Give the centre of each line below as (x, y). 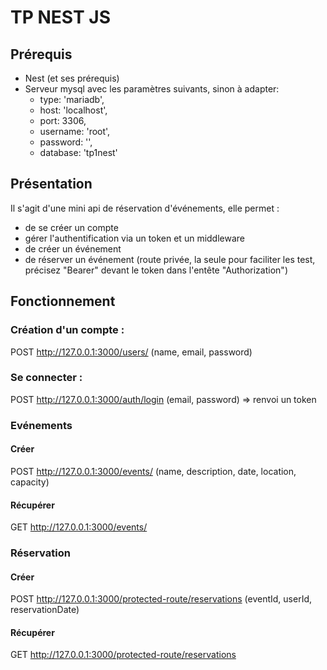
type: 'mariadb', (72, 99)
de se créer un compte (71, 227)
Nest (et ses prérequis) (72, 78)
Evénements (41, 425)
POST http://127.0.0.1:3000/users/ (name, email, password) (131, 352)
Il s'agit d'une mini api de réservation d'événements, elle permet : (145, 208)
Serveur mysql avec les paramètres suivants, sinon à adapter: (152, 89)
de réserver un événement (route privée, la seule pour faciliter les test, (170, 259)
